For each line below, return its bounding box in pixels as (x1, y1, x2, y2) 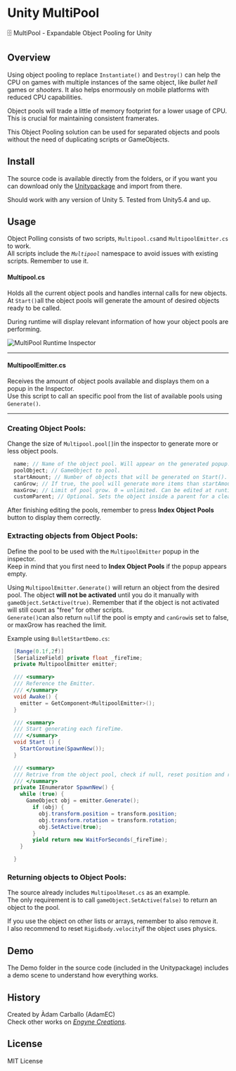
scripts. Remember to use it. (7, 257, 89, 265)
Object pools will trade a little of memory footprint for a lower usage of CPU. (7, 106, 227, 115)
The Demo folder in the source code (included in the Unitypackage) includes (7, 963, 229, 972)
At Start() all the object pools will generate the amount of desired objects (7, 296, 220, 304)
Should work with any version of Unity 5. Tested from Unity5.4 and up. (7, 195, 211, 203)
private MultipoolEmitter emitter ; (13, 660, 118, 668)
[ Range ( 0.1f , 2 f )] (13, 648, 65, 655)
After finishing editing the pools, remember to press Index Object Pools (7, 506, 214, 515)
